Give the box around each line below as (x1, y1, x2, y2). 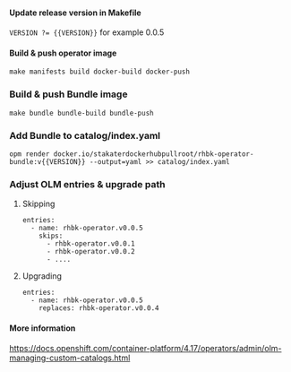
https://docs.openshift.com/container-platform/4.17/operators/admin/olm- (9, 342, 282, 353)
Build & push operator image (9, 48, 117, 58)
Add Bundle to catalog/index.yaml (9, 129, 161, 142)
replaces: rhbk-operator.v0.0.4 (39, 304, 159, 313)
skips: (39, 231, 64, 241)
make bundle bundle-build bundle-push (9, 108, 154, 117)
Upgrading (21, 271, 63, 281)
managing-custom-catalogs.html (9, 352, 131, 363)
